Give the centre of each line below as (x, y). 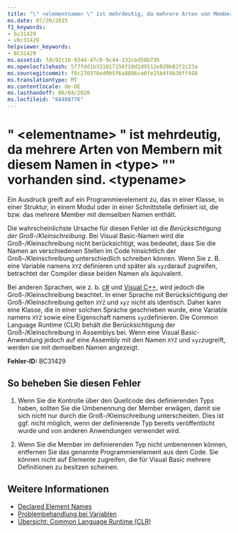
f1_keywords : (27, 27)
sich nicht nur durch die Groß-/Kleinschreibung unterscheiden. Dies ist (121, 415)
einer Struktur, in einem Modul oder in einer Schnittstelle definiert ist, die (113, 207)
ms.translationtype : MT (42, 80)
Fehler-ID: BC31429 (36, 361)
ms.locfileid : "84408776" (45, 100)
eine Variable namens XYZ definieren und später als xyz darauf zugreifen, (112, 266)
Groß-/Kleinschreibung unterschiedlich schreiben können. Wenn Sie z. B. (114, 258)
